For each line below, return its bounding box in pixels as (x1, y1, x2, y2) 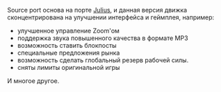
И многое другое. (7, 77, 60, 85)
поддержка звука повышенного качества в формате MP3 (17, 34, 189, 42)
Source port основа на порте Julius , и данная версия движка (7, 6, 188, 14)
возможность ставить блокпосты (17, 42, 117, 49)
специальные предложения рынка (17, 48, 120, 57)
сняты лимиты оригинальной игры (17, 64, 120, 71)
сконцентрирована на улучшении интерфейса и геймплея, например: (7, 13, 215, 21)
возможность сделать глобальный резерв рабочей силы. (17, 56, 189, 64)
